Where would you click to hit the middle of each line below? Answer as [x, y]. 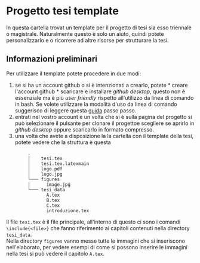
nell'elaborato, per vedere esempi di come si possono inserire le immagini [97, 247]
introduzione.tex [68, 210]
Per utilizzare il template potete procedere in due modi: [74, 74]
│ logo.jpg [45, 174]
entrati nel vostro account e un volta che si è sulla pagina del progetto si [103, 117]
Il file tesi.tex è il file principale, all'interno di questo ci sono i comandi [93, 222]
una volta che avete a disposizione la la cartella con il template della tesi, [104, 136]
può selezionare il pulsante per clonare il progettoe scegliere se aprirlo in [104, 123]
